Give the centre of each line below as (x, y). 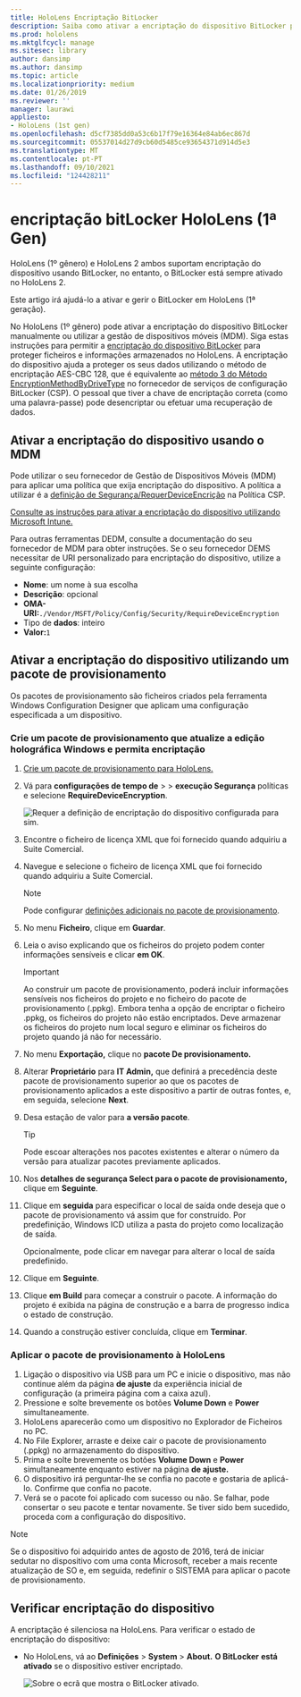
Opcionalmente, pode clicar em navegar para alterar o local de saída (149, 1252)
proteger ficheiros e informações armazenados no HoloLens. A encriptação (149, 355)
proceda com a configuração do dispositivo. (105, 1517)
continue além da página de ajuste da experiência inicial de (133, 1384)
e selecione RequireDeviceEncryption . (95, 796)
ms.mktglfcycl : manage (52, 42)
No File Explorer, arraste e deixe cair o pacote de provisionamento (145, 1441)
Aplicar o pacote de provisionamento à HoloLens (118, 1355)
